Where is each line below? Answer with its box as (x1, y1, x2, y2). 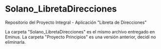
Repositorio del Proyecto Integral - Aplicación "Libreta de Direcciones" (5, 19, 147, 25)
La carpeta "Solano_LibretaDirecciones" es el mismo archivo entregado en (5, 29, 155, 34)
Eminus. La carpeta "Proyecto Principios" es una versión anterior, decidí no (5, 34, 156, 40)
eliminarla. (5, 39, 26, 45)
